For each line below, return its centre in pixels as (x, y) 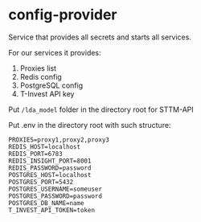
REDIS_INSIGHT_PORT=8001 (50, 161)
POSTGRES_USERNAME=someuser (55, 189)
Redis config (41, 76)
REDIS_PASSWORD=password (50, 168)
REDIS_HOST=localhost (45, 146)
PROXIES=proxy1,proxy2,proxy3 (59, 140)
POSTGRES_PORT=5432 (41, 182)
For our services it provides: (55, 52)
